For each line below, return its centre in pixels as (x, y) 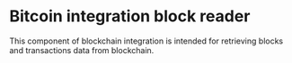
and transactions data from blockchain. (82, 50)
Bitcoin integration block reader (130, 16)
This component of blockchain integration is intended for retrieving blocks (146, 41)
